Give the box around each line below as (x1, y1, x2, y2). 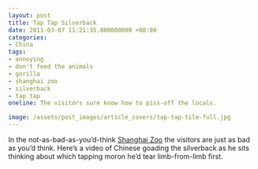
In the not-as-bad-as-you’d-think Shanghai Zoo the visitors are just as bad (8, 135, 251, 144)
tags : (8, 48, 26, 56)
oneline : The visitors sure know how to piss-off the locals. (8, 99, 217, 107)
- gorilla (8, 70, 41, 78)
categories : (8, 33, 47, 42)
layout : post (8, 11, 51, 20)
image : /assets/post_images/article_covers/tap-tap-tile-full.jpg (8, 113, 231, 122)
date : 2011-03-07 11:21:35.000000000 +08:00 (8, 26, 157, 34)
